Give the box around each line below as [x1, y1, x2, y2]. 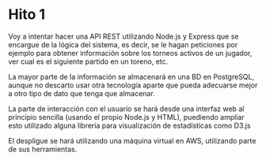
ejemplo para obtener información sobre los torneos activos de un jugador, [8, 48, 253, 58]
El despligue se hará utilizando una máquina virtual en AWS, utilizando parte [8, 136, 256, 145]
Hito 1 [8, 6, 46, 24]
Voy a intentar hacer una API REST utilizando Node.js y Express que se [8, 32, 239, 41]
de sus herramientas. [8, 144, 78, 154]
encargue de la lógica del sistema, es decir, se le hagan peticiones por [8, 39, 238, 49]
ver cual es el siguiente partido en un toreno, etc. [8, 57, 169, 66]
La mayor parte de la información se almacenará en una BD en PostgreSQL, [8, 72, 255, 81]
